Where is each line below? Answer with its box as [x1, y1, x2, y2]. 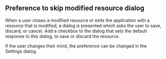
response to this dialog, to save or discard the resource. [5, 33, 120, 39]
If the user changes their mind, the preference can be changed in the [5, 42, 147, 49]
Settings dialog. [5, 48, 37, 54]
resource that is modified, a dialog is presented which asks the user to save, [5, 22, 162, 28]
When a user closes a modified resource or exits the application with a [5, 17, 150, 23]
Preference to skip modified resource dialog [5, 4, 145, 12]
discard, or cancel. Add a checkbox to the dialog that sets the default [5, 27, 147, 34]
